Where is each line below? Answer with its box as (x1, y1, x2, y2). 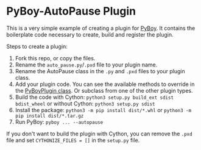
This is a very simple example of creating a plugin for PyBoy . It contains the (6, 24, 196, 32)
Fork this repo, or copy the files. (15, 54, 96, 62)
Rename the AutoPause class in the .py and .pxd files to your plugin (15, 67, 185, 74)
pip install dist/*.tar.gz (15, 113, 84, 119)
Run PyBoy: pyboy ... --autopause (15, 118, 104, 126)
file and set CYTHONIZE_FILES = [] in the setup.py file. (6, 136, 140, 144)
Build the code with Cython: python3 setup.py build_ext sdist (15, 93, 174, 101)
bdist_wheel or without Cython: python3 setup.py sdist (15, 99, 155, 107)
